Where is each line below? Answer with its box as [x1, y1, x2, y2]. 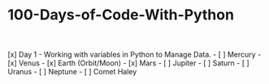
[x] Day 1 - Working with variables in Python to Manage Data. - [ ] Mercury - [7, 49, 262, 59]
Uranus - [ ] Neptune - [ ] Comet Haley [7, 66, 137, 76]
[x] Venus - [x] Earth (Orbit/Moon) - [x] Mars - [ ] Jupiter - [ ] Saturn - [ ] [7, 58, 249, 68]
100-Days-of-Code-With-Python [7, 6, 235, 24]
